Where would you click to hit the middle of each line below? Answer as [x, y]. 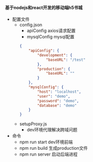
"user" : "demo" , [54, 96]
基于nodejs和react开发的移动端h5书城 [44, 7]
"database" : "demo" [57, 106]
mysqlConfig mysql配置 [50, 37]
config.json [31, 25]
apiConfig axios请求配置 [51, 31]
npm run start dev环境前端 [46, 142]
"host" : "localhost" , [59, 92]
